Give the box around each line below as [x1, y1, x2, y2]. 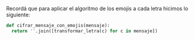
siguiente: [6, 11, 31, 18]
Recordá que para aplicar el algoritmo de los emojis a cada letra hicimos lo [6, 5, 189, 12]
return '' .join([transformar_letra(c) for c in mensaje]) [11, 28, 158, 34]
